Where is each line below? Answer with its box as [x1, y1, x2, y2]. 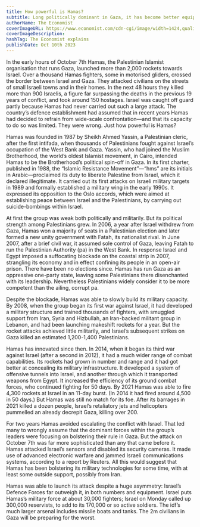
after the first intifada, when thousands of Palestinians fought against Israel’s [6, 139, 194, 147]
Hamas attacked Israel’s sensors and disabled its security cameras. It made [6, 445, 191, 452]
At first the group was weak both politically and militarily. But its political [6, 214, 183, 221]
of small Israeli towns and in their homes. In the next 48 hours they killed [6, 83, 184, 91]
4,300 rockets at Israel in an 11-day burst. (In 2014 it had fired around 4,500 [6, 389, 191, 396]
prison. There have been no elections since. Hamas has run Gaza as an [6, 265, 181, 272]
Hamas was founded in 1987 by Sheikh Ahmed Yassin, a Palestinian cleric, [6, 133, 188, 140]
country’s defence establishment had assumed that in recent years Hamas [6, 108, 189, 116]
